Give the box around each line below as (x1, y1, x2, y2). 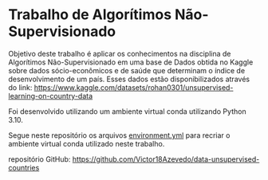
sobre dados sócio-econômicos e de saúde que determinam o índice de (8, 65, 246, 75)
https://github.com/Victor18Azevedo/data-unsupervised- (72, 154, 260, 164)
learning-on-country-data (8, 91, 93, 100)
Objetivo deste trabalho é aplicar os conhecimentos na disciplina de (8, 49, 231, 58)
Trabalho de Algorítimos (8, 6, 172, 24)
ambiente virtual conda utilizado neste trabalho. (8, 139, 165, 148)
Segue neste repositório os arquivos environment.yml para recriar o (8, 130, 231, 140)
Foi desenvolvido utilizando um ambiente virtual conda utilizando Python (8, 106, 246, 116)
